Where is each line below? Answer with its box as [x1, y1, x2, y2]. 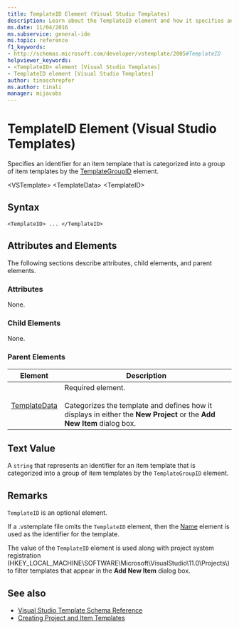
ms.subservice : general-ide [7, 30, 91, 38]
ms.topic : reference [7, 37, 69, 44]
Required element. [64, 382, 126, 392]
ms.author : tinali [7, 83, 62, 91]
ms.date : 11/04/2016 [7, 24, 69, 31]
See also [7, 587, 46, 599]
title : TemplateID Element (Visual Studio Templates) [7, 10, 171, 18]
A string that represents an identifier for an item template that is [7, 461, 196, 470]
